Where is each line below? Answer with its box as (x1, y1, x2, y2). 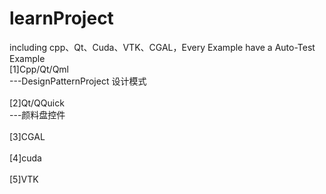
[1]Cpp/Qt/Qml (9, 63, 70, 75)
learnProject (9, 7, 114, 30)
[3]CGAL (9, 130, 46, 142)
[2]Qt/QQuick (9, 97, 65, 109)
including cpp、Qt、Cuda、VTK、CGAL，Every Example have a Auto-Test (9, 41, 316, 53)
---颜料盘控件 (9, 108, 66, 121)
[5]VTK (9, 173, 39, 185)
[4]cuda (9, 152, 42, 164)
